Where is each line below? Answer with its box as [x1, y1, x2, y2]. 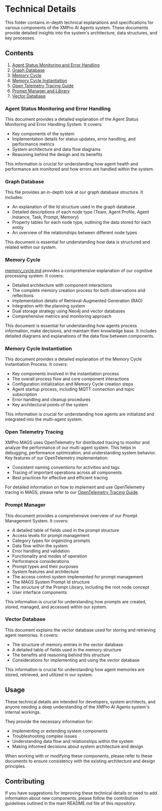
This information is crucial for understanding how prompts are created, [5, 598, 146, 604]
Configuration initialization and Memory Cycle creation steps [12, 381, 133, 387]
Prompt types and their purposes [12, 563, 79, 569]
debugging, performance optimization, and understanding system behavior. [5, 450, 156, 456]
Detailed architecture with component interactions [12, 282, 113, 288]
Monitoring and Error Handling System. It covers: [5, 122, 103, 127]
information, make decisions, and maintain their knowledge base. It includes [5, 327, 157, 334]
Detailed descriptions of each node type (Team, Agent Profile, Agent [12, 209, 149, 215]
